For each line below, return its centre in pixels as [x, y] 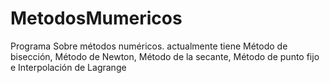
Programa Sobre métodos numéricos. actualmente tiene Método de [149, 46]
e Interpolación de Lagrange [68, 67]
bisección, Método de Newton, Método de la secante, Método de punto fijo [165, 56]
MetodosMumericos [96, 18]
